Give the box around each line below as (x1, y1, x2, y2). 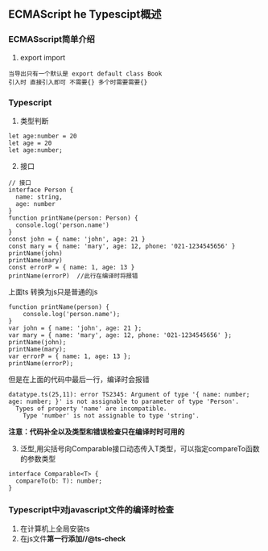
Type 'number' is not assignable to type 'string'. (23, 411, 200, 420)
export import (19, 52, 66, 62)
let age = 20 (8, 139, 52, 147)
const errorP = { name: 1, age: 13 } (8, 263, 135, 271)
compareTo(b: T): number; (15, 477, 103, 485)
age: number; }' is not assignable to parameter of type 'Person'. (8, 397, 240, 405)
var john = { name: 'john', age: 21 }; (8, 324, 142, 332)
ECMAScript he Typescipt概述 (8, 7, 162, 22)
